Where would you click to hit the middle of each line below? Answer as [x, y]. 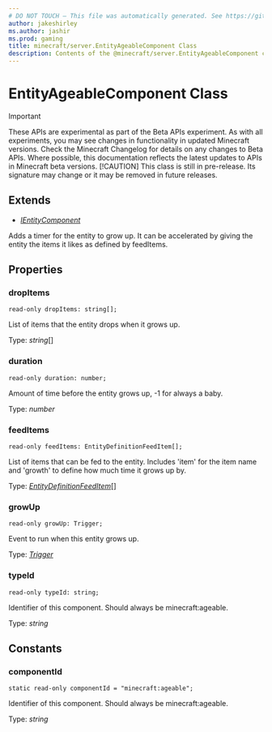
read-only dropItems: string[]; [63, 310]
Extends [30, 201]
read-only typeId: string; [54, 593]
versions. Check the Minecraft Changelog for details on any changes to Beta [136, 149]
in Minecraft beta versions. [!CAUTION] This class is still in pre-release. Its [132, 166]
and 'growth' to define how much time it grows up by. [98, 470]
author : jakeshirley [43, 24]
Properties [36, 270]
